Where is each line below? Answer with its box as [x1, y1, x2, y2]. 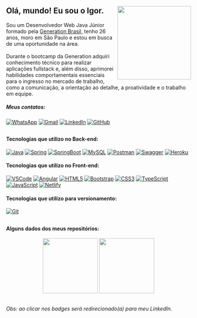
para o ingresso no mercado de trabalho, [6, 78, 105, 85]
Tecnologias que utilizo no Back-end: [6, 136, 98, 143]
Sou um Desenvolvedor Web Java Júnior [6, 21, 104, 28]
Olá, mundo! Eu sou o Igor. [6, 6, 104, 16]
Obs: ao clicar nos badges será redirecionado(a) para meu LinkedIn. [6, 305, 172, 312]
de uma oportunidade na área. [6, 40, 79, 47]
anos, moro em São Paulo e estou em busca [6, 34, 113, 41]
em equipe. [6, 90, 33, 97]
